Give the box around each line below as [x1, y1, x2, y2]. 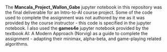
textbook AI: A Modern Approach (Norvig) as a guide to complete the [5, 31, 148, 36]
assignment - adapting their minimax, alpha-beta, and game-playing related [5, 36, 161, 42]
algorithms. [5, 41, 29, 47]
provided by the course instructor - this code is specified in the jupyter [5, 20, 151, 26]
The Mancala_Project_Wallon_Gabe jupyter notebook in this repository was [5, 4, 162, 10]
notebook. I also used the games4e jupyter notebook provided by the [5, 25, 149, 31]
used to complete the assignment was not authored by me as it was [5, 15, 145, 20]
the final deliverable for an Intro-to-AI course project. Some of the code [5, 9, 153, 15]
